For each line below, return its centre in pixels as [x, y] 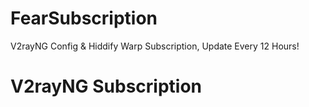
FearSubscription [84, 18]
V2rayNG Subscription [106, 86]
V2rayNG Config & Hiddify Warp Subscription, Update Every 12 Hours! [155, 46]
